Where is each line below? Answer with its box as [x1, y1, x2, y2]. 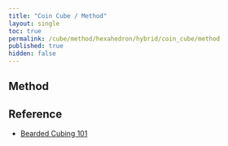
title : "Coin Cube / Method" [8, 11, 107, 20]
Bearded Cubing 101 [20, 129, 88, 139]
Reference [8, 107, 63, 121]
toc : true [8, 27, 42, 35]
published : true [8, 42, 64, 50]
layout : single [8, 19, 60, 28]
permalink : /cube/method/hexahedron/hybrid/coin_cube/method [8, 34, 221, 43]
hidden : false [8, 49, 57, 58]
